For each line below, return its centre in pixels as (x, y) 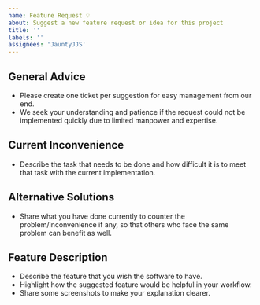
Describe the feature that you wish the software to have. (111, 277)
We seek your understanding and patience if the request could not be (132, 112)
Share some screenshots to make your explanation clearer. (115, 293)
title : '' (24, 30)
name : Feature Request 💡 (49, 15)
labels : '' (26, 37)
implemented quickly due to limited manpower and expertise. (119, 120)
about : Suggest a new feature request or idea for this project (116, 23)
